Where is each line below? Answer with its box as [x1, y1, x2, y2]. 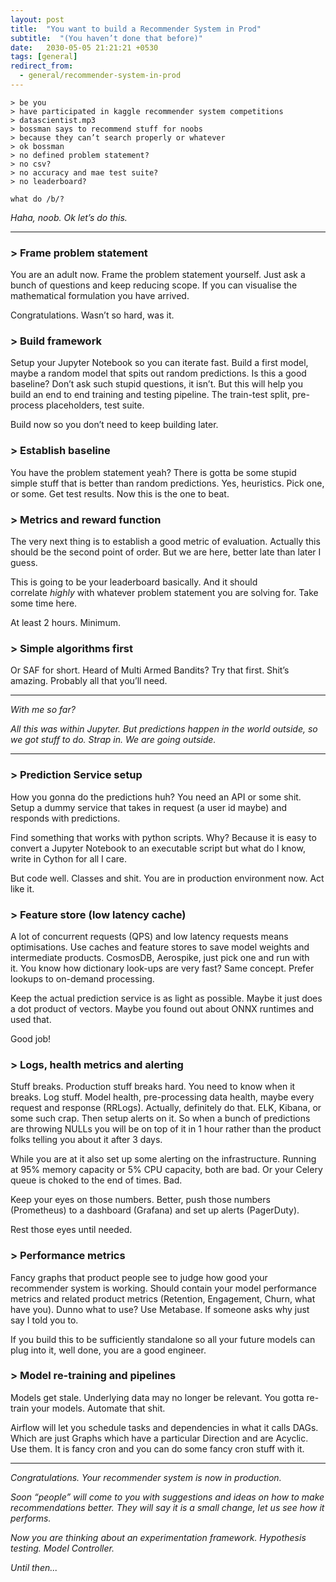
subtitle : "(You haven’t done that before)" [10, 33, 203, 43]
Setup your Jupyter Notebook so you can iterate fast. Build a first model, [10, 357, 309, 369]
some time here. [10, 597, 78, 610]
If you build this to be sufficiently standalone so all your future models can [10, 1333, 316, 1345]
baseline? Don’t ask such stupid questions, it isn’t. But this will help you [10, 378, 303, 390]
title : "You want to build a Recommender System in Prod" [10, 24, 262, 34]
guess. [10, 557, 38, 569]
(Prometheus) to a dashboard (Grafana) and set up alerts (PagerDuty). [10, 1204, 300, 1216]
